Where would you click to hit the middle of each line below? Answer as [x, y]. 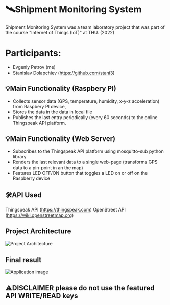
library [19, 156]
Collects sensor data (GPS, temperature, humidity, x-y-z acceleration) [86, 101]
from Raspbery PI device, [39, 106]
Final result [23, 260]
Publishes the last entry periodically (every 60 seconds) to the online [85, 117]
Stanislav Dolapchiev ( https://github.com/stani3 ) [64, 73]
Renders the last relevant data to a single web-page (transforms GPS [85, 162]
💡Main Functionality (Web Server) [60, 139]
